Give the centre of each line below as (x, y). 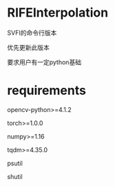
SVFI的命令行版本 (32, 32)
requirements (46, 91)
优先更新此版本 (28, 47)
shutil (15, 176)
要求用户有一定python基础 (44, 62)
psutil (15, 163)
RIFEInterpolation (58, 13)
